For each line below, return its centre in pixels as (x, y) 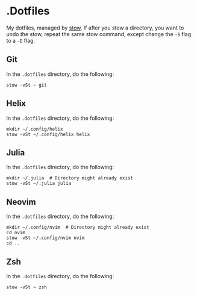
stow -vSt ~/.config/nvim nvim (45, 238)
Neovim (21, 202)
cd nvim (16, 233)
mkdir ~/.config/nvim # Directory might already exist (78, 228)
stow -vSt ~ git (27, 85)
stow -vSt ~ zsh (27, 287)
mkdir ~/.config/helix (35, 129)
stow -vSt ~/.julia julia (39, 184)
